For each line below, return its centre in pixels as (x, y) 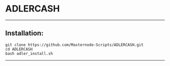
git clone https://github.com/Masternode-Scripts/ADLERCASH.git (74, 45)
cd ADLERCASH (19, 49)
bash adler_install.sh (29, 53)
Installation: (25, 33)
